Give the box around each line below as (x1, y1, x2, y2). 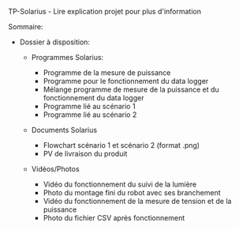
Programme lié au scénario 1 (43, 102, 136, 111)
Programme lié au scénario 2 (43, 110, 137, 119)
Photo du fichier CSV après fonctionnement (43, 213, 185, 222)
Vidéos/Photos (31, 164, 80, 173)
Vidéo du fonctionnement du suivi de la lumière (43, 179, 197, 189)
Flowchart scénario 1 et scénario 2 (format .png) (43, 141, 200, 149)
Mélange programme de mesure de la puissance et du (43, 85, 219, 94)
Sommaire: (8, 22, 43, 31)
